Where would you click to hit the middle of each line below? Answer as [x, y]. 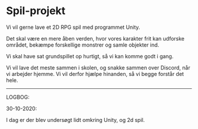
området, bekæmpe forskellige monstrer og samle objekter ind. [83, 45]
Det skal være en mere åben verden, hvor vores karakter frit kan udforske [95, 38]
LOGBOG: [18, 97]
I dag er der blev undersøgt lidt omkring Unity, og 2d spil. [75, 120]
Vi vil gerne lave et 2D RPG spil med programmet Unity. [73, 27]
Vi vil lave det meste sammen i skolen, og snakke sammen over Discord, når [98, 67]
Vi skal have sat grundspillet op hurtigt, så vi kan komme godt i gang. [90, 56]
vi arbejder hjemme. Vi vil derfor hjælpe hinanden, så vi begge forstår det [95, 74]
